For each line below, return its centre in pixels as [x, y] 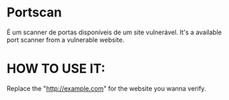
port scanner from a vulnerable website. [66, 39]
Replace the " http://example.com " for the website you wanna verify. [106, 88]
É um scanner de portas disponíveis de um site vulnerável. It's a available [114, 32]
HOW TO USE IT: [56, 69]
